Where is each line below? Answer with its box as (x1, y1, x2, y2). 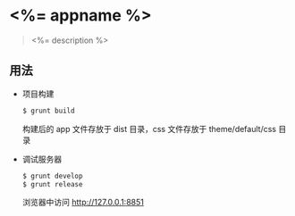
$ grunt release (21, 179, 83, 188)
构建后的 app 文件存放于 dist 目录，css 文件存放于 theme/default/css (21, 123, 277, 134)
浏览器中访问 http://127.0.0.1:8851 (21, 197, 145, 208)
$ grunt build (21, 106, 75, 115)
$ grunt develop (21, 171, 83, 180)
